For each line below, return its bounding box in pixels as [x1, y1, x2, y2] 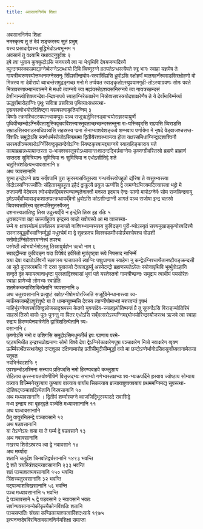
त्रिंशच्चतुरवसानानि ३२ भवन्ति [6, 475, 62, 482]
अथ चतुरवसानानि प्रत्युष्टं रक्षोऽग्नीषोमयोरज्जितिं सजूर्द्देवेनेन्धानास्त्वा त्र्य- [6, 290, 138, 298]
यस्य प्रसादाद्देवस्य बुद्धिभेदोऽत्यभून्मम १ [6, 44, 76, 52]
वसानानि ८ [6, 324, 27, 332]
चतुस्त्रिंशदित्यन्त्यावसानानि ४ [6, 160, 60, 168]
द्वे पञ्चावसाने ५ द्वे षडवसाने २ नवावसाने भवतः [6, 496, 91, 503]
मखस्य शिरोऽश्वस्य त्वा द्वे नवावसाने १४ [6, 441, 79, 448]
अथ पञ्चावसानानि [6, 406, 41, 414]
